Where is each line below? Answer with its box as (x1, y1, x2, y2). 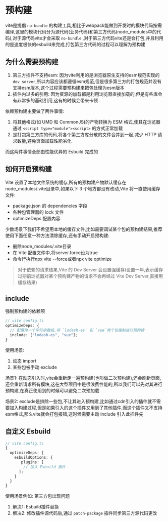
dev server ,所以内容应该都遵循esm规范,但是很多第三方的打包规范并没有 (12, 78, 162, 84)
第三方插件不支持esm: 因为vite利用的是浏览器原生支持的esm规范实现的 (12, 72, 160, 78)
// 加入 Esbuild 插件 (23, 464, 66, 469)
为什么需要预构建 (5, 58, 59, 66)
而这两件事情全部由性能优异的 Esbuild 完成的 (5, 148, 98, 154)
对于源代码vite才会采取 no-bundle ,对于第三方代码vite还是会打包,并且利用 (12, 35, 164, 41)
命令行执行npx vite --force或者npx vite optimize (12, 256, 112, 262)
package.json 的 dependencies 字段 (12, 203, 87, 209)
